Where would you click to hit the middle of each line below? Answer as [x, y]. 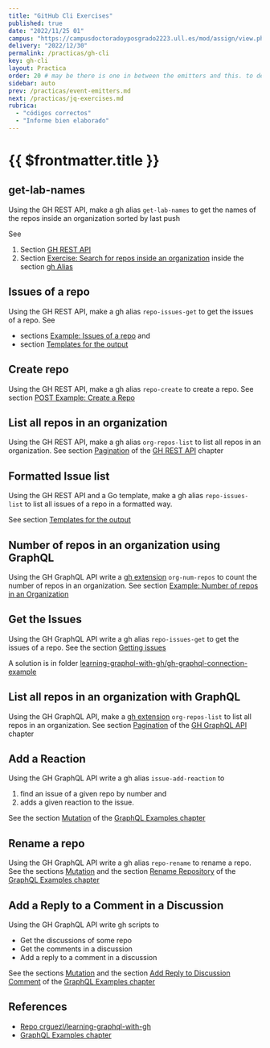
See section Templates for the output [70, 520]
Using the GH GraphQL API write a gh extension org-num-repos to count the [133, 576]
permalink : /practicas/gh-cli [59, 53]
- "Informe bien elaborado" [63, 121]
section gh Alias [47, 266]
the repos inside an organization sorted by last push [94, 218]
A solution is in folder [43, 663]
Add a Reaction [47, 759]
